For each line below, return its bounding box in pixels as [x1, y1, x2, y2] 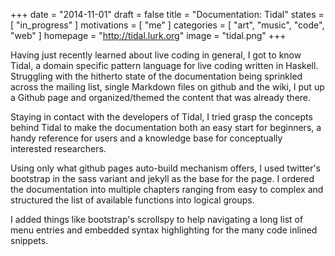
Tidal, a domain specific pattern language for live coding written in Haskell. [10, 60, 319, 71]
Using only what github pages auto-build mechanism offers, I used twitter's [10, 162, 321, 174]
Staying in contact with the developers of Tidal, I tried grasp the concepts [10, 111, 313, 123]
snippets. [10, 235, 49, 246]
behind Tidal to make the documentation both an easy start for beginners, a [10, 122, 322, 133]
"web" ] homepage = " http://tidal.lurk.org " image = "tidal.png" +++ [10, 30, 287, 41]
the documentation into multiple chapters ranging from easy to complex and [10, 184, 324, 195]
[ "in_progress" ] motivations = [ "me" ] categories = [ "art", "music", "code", [10, 19, 325, 31]
